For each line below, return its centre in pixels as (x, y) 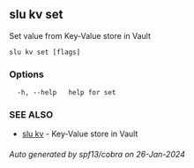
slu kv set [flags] (45, 52)
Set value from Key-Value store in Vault (80, 35)
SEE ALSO (31, 115)
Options (26, 74)
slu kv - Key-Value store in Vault (80, 134)
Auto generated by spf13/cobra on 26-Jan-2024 (97, 154)
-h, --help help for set (67, 93)
